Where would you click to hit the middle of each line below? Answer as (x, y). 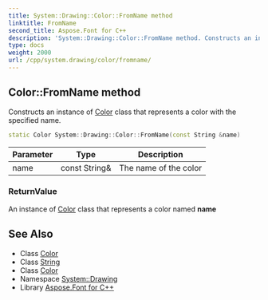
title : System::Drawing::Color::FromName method (91, 16)
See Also (31, 234)
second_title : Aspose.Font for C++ (67, 30)
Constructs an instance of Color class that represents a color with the (122, 112)
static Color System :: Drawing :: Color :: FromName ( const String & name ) (124, 135)
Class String (40, 262)
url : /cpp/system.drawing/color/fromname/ (80, 61)
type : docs (26, 45)
